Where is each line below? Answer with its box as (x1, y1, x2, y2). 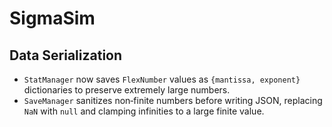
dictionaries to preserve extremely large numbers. (23, 84, 231, 96)
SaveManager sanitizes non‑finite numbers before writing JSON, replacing (23, 95, 323, 106)
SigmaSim (9, 7, 96, 30)
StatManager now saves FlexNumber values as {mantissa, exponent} (23, 73, 301, 85)
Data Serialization (9, 47, 123, 64)
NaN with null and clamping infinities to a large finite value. (23, 105, 265, 117)
